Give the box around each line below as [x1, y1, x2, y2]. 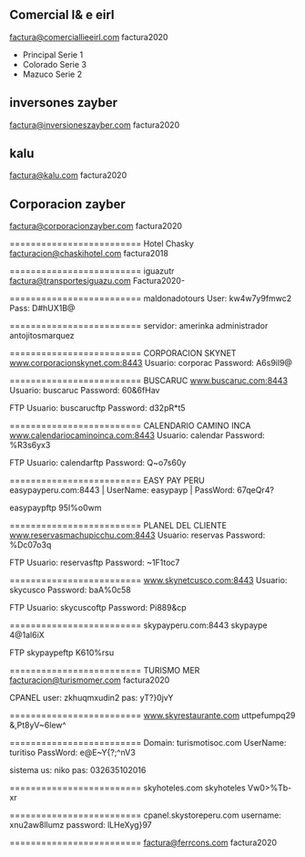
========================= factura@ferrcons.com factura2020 [9, 837, 278, 848]
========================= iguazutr [9, 266, 175, 277]
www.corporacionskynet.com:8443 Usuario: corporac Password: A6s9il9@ [9, 358, 293, 369]
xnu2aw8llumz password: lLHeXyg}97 [9, 820, 152, 831]
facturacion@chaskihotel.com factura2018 [9, 248, 168, 259]
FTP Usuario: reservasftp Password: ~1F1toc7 [9, 557, 180, 569]
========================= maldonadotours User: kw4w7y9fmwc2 [9, 293, 292, 304]
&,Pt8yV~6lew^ [9, 720, 66, 731]
